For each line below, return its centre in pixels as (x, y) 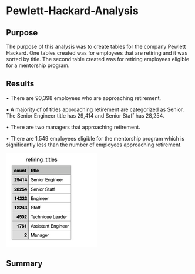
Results (20, 84)
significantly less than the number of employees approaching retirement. (94, 145)
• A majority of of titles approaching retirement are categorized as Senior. (95, 109)
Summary (24, 264)
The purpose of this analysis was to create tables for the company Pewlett (96, 46)
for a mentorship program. (38, 65)
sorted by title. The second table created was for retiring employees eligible (98, 59)
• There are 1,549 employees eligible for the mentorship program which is (95, 138)
